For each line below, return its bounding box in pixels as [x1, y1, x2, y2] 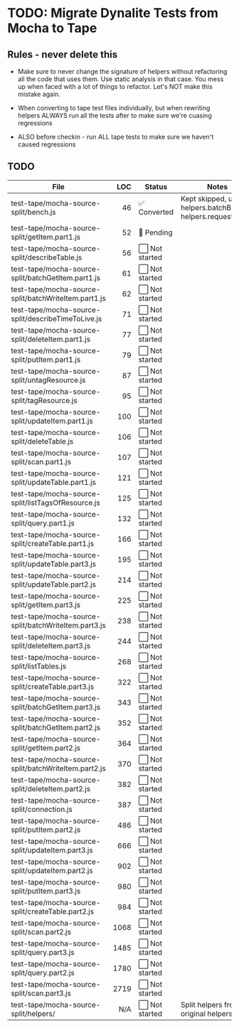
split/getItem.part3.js [11, 599, 81, 609]
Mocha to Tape [7, 20, 97, 36]
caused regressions [17, 140, 76, 149]
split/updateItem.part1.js [11, 416, 94, 426]
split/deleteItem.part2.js [11, 783, 91, 793]
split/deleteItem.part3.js [11, 641, 91, 650]
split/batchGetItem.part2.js [11, 722, 101, 732]
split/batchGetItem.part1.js [11, 272, 101, 282]
